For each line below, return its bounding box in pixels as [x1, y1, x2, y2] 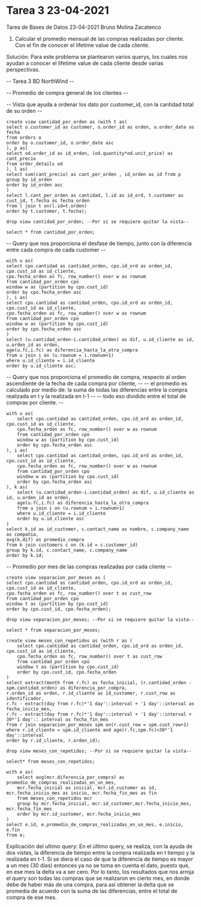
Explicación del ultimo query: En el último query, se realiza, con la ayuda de [6, 842, 193, 850]
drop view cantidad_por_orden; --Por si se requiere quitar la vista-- [6, 219, 189, 225]
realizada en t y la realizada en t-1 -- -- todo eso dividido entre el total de [6, 392, 186, 399]
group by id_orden [6, 177, 52, 183]
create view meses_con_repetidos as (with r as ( [6, 637, 133, 643]
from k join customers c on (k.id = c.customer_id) [6, 542, 138, 548]
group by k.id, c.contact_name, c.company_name [6, 547, 128, 553]
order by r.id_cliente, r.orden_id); [6, 737, 101, 744]
